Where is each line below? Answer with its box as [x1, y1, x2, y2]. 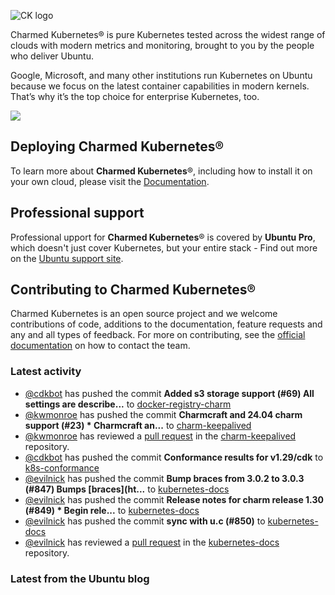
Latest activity [10, 365, 82, 379]
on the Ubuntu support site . [10, 252, 124, 264]
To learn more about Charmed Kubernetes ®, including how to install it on [10, 165, 313, 177]
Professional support [10, 205, 145, 222]
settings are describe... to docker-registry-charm [24, 398, 232, 410]
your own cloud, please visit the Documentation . [10, 175, 210, 187]
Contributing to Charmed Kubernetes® [10, 281, 257, 299]
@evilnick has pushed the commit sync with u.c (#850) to [24, 515, 266, 527]
